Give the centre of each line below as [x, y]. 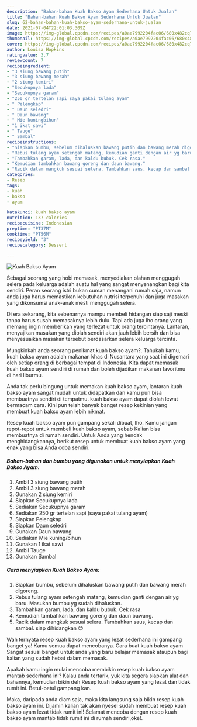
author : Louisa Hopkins [36, 50]
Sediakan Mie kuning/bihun [48, 538]
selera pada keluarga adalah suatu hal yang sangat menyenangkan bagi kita [98, 284]
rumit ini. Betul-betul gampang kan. [49, 688]
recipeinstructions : [32, 142]
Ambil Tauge [30, 550]
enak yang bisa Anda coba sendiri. [48, 447]
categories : [21, 175]
